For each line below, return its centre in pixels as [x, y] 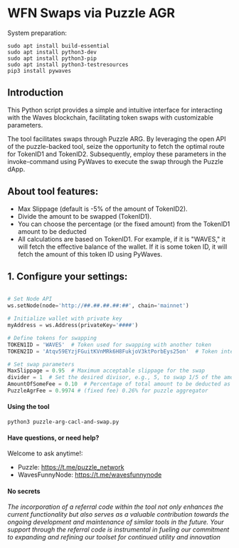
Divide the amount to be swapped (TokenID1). [84, 216]
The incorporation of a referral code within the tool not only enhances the [116, 507]
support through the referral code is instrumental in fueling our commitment [118, 529]
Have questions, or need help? [53, 438]
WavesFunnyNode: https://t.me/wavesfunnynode [90, 475]
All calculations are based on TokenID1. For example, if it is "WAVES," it [121, 239]
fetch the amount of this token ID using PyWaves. [90, 254]
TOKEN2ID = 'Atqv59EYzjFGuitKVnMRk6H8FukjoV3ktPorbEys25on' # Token [113, 351]
